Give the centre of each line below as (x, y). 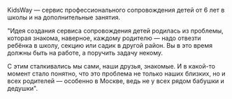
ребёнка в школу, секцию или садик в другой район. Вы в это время (110, 45)
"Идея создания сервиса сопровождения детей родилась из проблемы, (115, 31)
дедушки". (23, 88)
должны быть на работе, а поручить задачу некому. (85, 53)
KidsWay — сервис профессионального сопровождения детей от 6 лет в (116, 10)
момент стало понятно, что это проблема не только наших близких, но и (116, 73)
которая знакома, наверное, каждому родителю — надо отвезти (104, 38)
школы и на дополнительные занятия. (64, 17)
